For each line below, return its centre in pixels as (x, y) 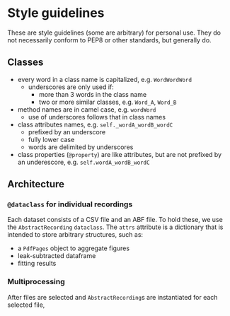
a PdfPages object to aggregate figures (73, 248)
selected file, (26, 305)
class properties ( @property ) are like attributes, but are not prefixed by (119, 154)
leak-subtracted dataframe (57, 256)
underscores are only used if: (71, 87)
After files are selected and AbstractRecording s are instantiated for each (113, 297)
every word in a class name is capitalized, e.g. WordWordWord (105, 79)
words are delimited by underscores (81, 147)
